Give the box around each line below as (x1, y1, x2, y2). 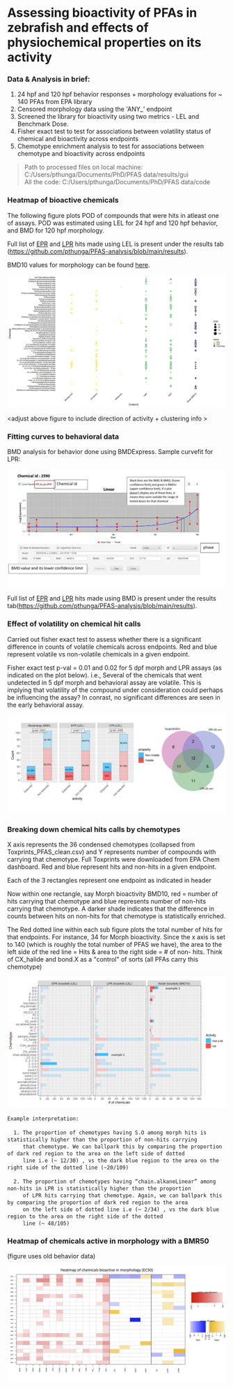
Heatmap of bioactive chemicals (7, 196, 120, 205)
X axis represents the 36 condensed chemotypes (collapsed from (7, 840, 195, 849)
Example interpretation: (7, 1115, 79, 1122)
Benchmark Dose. (17, 120, 69, 128)
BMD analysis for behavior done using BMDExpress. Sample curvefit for (7, 448, 214, 456)
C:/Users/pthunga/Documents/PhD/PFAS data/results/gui (24, 170, 189, 179)
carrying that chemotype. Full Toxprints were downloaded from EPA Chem (7, 855, 220, 864)
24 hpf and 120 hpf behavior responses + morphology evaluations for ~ (17, 90, 223, 98)
